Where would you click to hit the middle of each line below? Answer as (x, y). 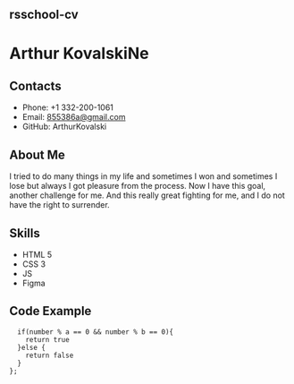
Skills (25, 233)
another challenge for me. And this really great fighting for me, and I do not (147, 195)
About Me (37, 154)
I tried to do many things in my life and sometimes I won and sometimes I (143, 176)
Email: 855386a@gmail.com (74, 117)
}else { (32, 347)
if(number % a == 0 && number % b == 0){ (96, 332)
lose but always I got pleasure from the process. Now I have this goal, (138, 186)
